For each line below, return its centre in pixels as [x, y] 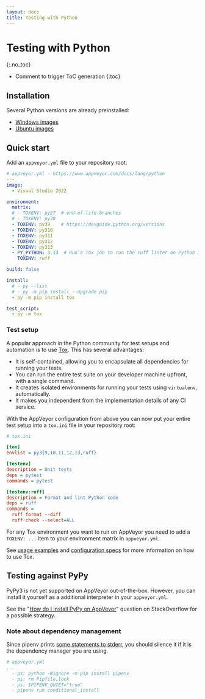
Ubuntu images [34, 129]
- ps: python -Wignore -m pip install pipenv [71, 673]
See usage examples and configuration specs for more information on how [100, 550]
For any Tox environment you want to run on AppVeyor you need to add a [98, 532]
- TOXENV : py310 [32, 230]
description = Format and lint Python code [63, 498]
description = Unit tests [39, 470]
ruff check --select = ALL [43, 520]
